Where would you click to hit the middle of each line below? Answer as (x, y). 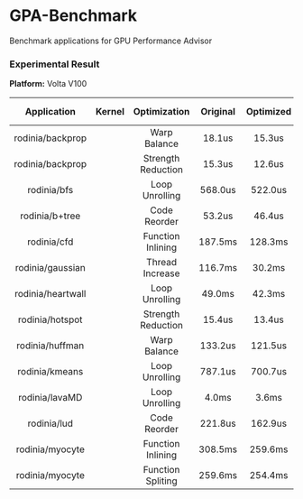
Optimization (161, 112)
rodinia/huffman (50, 346)
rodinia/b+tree (50, 216)
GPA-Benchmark (73, 16)
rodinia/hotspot (50, 319)
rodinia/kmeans (50, 372)
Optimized (269, 112)
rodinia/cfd (50, 242)
